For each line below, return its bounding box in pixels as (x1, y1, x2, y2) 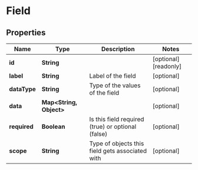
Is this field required (89, 115, 144, 123)
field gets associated (89, 147, 147, 155)
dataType (9, 85, 37, 93)
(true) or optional (89, 122, 137, 131)
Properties (6, 28, 46, 38)
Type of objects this (89, 139, 144, 148)
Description (101, 45, 135, 53)
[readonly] (152, 62, 182, 70)
